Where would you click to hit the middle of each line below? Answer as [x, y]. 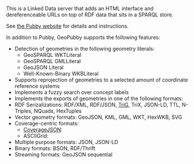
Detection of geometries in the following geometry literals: [84, 49]
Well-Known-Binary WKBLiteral [61, 74]
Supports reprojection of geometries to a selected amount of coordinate [101, 80]
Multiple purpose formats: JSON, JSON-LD [66, 142]
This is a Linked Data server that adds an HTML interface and [80, 8]
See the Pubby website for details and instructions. [67, 26]
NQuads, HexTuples [58, 111]
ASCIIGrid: [36, 136]
